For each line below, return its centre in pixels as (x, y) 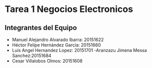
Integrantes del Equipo (41, 28)
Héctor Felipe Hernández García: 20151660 (56, 45)
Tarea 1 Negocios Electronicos (69, 9)
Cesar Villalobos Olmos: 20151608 (47, 61)
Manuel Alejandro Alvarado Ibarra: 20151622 (58, 39)
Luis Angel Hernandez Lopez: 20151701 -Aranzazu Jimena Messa (80, 50)
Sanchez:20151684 (32, 55)
